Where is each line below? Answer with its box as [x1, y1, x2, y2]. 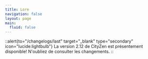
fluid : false [9, 25, 36, 30]
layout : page [5, 16, 32, 21]
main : [5, 20, 16, 26]
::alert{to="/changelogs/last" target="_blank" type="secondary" [5, 38, 133, 44]
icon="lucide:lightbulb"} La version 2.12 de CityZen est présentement [5, 44, 143, 49]
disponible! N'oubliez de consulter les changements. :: [5, 49, 114, 55]
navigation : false [5, 12, 42, 16]
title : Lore [5, 7, 29, 12]
